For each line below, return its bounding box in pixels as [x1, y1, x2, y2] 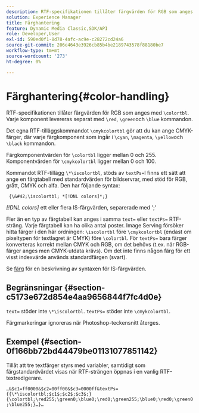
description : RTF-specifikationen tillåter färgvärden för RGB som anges [6, 8, 194, 15]
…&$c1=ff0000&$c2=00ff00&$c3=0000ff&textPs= [6, 386, 119, 392]
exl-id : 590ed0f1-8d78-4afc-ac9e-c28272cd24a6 [6, 36, 124, 42]
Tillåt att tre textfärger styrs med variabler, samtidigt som [6, 362, 146, 369]
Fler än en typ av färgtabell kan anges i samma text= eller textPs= [6, 215, 168, 223]
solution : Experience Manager [6, 14, 82, 20]
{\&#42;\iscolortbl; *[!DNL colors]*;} [8, 193, 108, 200]
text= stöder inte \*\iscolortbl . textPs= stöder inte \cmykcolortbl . [6, 308, 171, 315]
